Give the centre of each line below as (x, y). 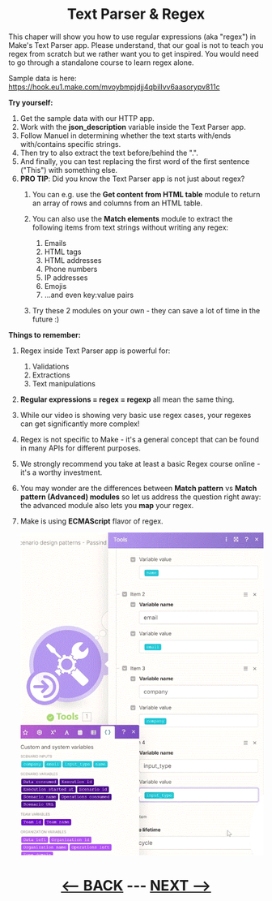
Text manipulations (64, 383)
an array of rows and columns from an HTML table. (117, 203)
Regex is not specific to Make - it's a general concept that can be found (140, 439)
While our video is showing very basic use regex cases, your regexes (136, 415)
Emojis (55, 286)
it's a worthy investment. (61, 472)
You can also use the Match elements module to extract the (132, 218)
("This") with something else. (69, 170)
